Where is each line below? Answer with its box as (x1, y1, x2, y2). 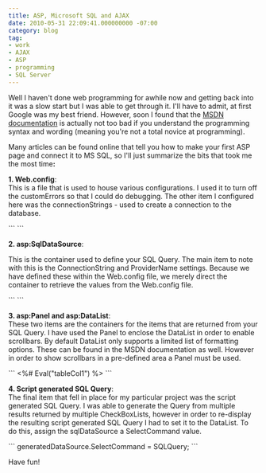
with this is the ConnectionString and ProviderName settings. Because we (8, 263, 250, 272)
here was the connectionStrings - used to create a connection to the (8, 200, 232, 209)
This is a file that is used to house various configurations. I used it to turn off (8, 182, 258, 192)
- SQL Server (8, 71, 52, 79)
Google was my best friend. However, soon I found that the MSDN (8, 109, 224, 119)
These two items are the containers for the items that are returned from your (8, 319, 258, 329)
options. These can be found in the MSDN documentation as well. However (8, 344, 254, 354)
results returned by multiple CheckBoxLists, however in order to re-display (8, 409, 252, 419)
